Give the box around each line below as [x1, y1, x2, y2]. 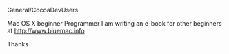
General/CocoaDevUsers [7, 6, 79, 14]
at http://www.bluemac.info [7, 27, 85, 35]
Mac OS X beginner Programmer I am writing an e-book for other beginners [7, 19, 222, 27]
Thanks [7, 40, 29, 48]
